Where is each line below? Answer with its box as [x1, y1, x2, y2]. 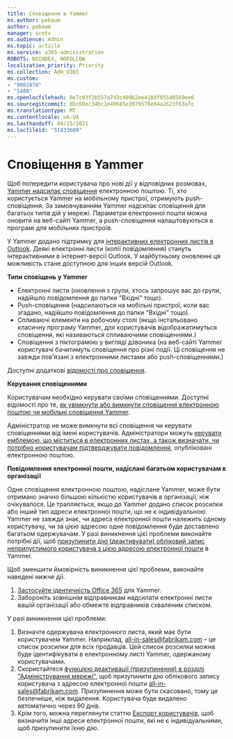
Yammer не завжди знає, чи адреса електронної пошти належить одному [7, 515, 226, 523]
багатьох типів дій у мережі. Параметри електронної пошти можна [7, 209, 207, 218]
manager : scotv [7, 29, 51, 37]
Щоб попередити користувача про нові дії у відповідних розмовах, [7, 179, 207, 188]
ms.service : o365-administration [7, 49, 104, 56]
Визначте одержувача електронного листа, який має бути [17, 628, 191, 636]
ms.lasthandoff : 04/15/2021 [7, 120, 89, 127]
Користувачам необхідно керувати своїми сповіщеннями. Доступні [7, 393, 209, 402]
